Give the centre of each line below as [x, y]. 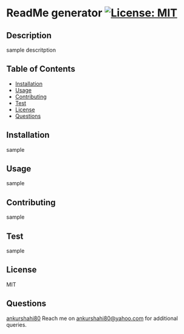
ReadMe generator [54, 13]
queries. [17, 324]
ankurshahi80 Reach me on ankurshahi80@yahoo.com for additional [92, 318]
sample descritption [31, 50]
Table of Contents [41, 69]
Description [29, 36]
